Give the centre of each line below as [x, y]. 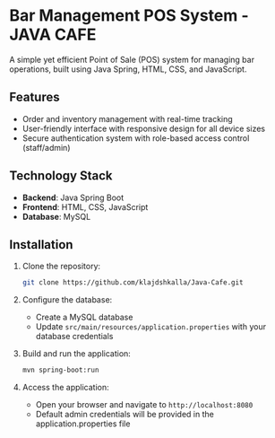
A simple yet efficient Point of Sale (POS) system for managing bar [132, 59]
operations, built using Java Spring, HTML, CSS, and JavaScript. [128, 69]
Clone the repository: [61, 267]
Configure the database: [67, 300]
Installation [41, 245]
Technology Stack [61, 176]
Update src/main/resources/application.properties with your [151, 327]
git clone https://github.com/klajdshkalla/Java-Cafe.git [133, 283]
